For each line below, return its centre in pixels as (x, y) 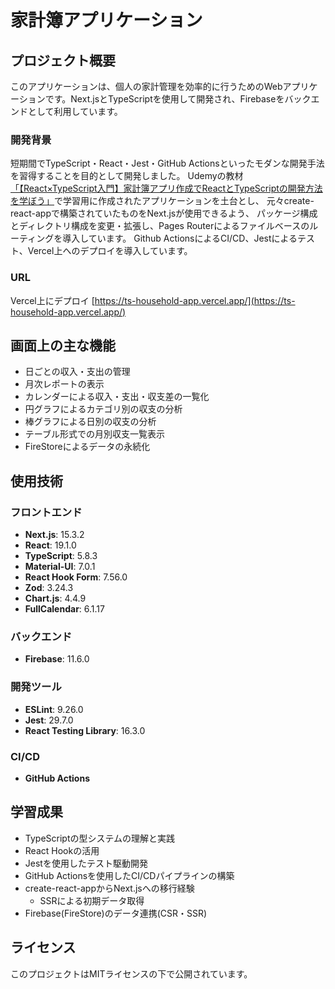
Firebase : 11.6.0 (57, 659)
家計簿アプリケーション (106, 20)
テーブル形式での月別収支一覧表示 (94, 434)
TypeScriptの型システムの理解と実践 (100, 838)
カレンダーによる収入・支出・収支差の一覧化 (117, 397)
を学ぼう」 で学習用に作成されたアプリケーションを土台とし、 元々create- (162, 201)
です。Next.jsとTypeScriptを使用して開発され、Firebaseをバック (178, 99)
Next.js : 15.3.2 (54, 535)
